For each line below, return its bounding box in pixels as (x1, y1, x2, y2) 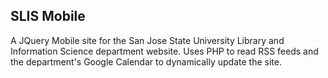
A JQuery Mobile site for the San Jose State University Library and (10, 34, 285, 46)
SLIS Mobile (10, 8, 86, 25)
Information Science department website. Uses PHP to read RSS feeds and (10, 45, 319, 57)
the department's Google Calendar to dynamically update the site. (10, 55, 282, 68)
